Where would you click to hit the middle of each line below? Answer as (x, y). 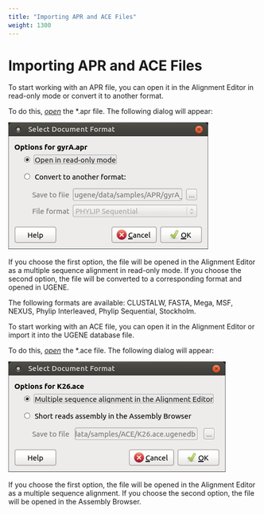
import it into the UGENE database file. (72, 335)
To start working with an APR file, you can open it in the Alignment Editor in (131, 88)
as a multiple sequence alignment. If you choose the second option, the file (131, 493)
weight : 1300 (30, 25)
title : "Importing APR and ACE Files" (72, 17)
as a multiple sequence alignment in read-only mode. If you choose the (125, 271)
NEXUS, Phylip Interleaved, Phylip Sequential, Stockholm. (102, 311)
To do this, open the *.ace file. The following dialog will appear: (111, 351)
